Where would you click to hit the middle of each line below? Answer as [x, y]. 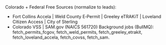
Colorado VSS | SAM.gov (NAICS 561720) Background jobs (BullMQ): [83, 27]
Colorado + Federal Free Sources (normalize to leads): [61, 7]
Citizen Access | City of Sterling [45, 22]
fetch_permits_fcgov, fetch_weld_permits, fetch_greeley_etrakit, [77, 32]
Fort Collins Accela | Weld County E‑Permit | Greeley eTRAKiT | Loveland [87, 16]
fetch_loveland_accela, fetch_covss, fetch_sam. [61, 37]
